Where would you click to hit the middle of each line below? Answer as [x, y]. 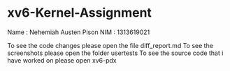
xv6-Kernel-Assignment [80, 13]
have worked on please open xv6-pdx [62, 60]
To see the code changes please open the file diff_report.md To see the [110, 45]
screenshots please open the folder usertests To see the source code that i [115, 53]
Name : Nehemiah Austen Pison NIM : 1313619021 [79, 32]
